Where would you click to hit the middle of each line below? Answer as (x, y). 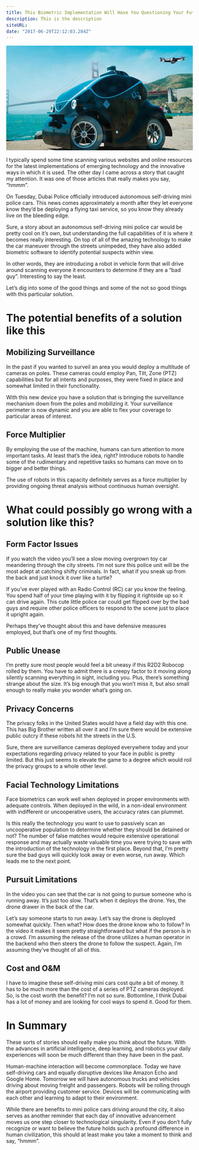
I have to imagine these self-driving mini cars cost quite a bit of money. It (95, 983)
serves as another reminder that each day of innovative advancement (91, 1116)
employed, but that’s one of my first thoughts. (62, 632)
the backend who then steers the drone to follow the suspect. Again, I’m (94, 943)
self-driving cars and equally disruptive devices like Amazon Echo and (92, 1072)
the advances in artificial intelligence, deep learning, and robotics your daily (99, 1048)
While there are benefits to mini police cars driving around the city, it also (95, 1109)
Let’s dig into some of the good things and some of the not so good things (96, 287)
